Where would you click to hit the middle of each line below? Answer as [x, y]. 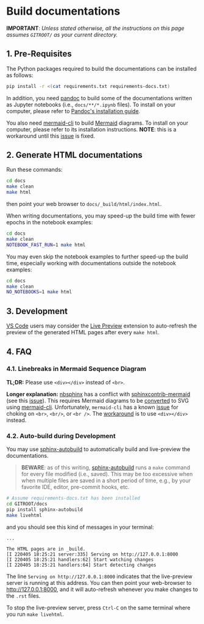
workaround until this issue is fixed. [51, 136]
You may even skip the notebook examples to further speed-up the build [97, 256]
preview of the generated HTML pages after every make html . [83, 332]
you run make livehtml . [35, 614]
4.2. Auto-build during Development [61, 436]
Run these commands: [34, 170]
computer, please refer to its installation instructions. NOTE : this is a [91, 129]
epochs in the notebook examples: [50, 222]
